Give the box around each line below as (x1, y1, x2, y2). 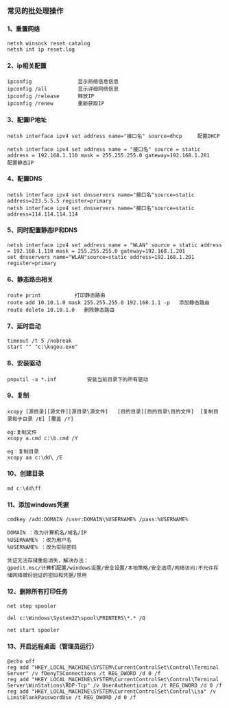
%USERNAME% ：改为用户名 (7, 537, 72, 544)
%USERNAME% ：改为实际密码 (7, 544, 77, 551)
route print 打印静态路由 (7, 292, 106, 299)
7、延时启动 (7, 321, 41, 330)
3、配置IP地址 (7, 115, 47, 124)
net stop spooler (7, 603, 57, 610)
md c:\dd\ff (7, 485, 41, 492)
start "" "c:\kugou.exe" (7, 343, 78, 351)
